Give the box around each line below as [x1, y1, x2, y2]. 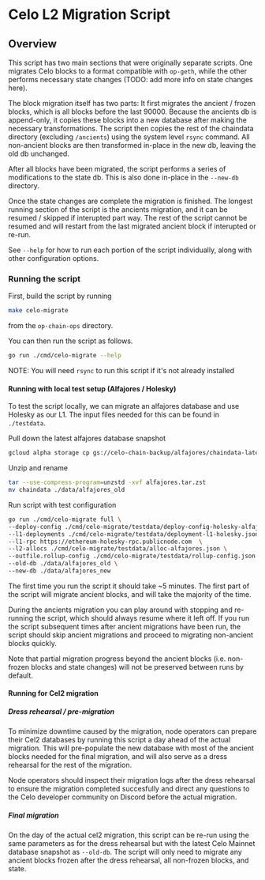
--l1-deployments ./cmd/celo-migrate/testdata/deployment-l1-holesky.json [8, 530, 259, 538]
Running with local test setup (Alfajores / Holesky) [8, 383, 177, 393]
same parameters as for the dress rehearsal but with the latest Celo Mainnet [8, 839, 256, 848]
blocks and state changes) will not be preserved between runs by [31, 662, 244, 671]
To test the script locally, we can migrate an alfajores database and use [8, 402, 240, 411]
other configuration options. [8, 254, 99, 262]
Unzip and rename [8, 463, 69, 473]
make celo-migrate [8, 307, 69, 315]
